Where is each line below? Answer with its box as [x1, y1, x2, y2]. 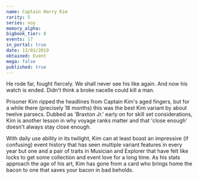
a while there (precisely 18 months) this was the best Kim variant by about [6, 105, 187, 112]
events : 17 [6, 36, 33, 42]
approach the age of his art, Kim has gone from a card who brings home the [6, 160, 193, 167]
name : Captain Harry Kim [6, 8, 68, 15]
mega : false [6, 58, 36, 64]
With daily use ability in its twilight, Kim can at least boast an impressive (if [6, 135, 188, 142]
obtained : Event [6, 53, 46, 59]
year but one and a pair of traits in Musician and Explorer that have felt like [6, 147, 188, 155]
